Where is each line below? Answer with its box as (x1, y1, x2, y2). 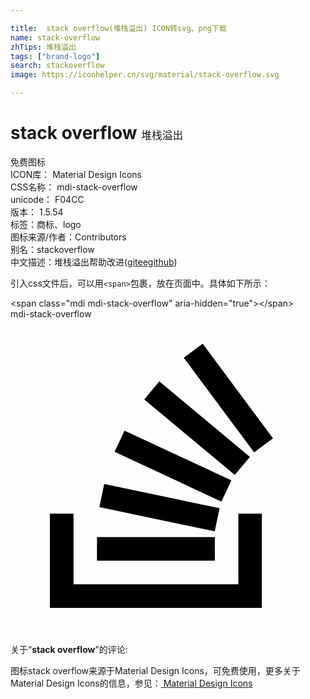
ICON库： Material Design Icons (10, 168, 142, 180)
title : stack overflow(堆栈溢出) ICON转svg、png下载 (10, 23, 227, 33)
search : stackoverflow (10, 61, 105, 71)
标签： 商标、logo (10, 218, 82, 230)
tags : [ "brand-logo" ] (10, 51, 101, 61)
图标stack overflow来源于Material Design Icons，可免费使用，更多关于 (10, 664, 301, 676)
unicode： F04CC (10, 193, 85, 205)
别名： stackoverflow (10, 243, 95, 255)
